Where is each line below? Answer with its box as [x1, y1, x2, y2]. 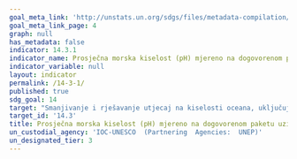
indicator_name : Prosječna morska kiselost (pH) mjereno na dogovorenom [9, 54, 283, 63]
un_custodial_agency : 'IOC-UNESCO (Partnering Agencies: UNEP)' [9, 128, 263, 137]
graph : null [9, 29, 53, 38]
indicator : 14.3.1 [9, 46, 77, 55]
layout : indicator [9, 71, 77, 79]
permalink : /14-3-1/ [9, 79, 86, 87]
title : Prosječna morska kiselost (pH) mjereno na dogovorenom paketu [9, 120, 275, 129]
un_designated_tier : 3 [9, 136, 93, 145]
